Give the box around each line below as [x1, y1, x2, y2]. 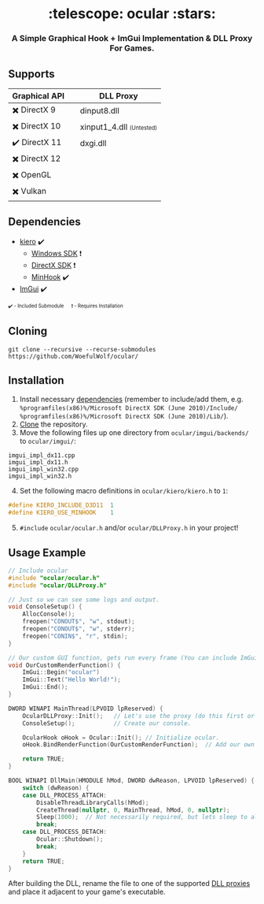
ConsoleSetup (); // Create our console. [22, 719, 192, 727]
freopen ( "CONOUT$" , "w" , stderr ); [22, 625, 135, 633]
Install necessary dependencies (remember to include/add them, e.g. [19, 395, 244, 404]
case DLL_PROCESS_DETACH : [22, 828, 108, 836]
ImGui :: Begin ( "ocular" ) [22, 668, 101, 676]
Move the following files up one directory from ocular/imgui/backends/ [19, 428, 249, 437]
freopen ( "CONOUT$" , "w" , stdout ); [22, 618, 135, 626]
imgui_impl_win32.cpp [8, 466, 79, 474]
